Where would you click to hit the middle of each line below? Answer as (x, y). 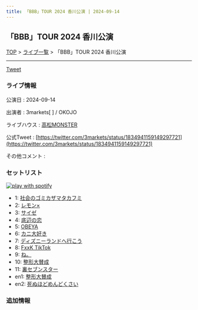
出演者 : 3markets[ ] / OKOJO (42, 112)
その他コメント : (26, 156)
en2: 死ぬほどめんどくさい (46, 284)
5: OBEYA (26, 226)
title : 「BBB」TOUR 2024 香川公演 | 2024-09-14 (63, 11)
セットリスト (24, 172)
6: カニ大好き (31, 234)
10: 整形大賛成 (32, 262)
